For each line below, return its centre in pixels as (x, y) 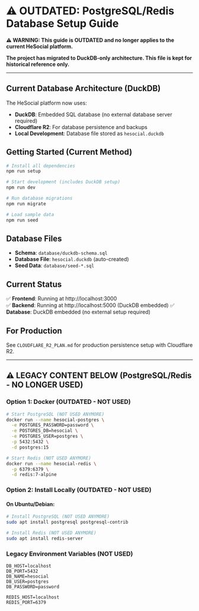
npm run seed (22, 220)
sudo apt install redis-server (45, 539)
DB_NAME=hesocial (28, 576)
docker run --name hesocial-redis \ (51, 463)
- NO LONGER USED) (45, 385)
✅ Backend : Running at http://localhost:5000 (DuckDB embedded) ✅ (90, 305)
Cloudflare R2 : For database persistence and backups (81, 127)
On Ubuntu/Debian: (31, 504)
